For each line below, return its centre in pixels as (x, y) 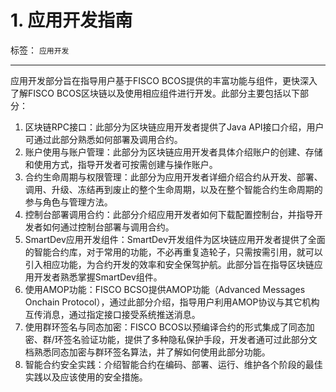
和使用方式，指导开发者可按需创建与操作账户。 (121, 164)
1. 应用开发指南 (71, 20)
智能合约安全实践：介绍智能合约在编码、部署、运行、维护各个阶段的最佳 (173, 364)
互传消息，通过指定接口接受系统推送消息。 (112, 314)
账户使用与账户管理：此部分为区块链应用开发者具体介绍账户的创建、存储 (173, 152)
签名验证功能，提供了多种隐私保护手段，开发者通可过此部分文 (190, 339)
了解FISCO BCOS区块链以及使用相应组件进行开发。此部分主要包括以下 (155, 93)
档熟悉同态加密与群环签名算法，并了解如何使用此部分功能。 (147, 352)
